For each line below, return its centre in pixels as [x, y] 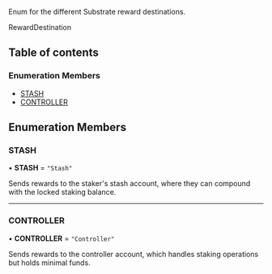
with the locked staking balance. [62, 192]
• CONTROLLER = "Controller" [62, 238]
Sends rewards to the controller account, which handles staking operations [134, 254]
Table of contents [53, 53]
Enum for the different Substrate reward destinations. [97, 12]
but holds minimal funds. [49, 263]
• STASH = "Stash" [40, 168]
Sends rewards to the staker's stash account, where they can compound [130, 183]
